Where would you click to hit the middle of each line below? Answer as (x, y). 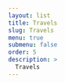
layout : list (29, 15)
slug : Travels (31, 30)
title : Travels (33, 23)
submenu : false (33, 45)
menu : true (26, 38)
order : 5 (22, 52)
